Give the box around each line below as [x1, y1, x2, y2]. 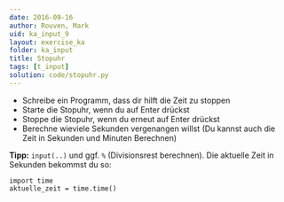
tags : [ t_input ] [9, 63, 69, 72]
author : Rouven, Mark [9, 21, 90, 30]
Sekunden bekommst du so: [9, 159, 112, 169]
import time [9, 176, 53, 185]
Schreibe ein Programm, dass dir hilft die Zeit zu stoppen [21, 95, 231, 105]
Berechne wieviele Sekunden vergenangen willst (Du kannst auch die [21, 123, 276, 134]
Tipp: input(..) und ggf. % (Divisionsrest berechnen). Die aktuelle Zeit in [9, 150, 274, 160]
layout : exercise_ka [9, 37, 86, 47]
